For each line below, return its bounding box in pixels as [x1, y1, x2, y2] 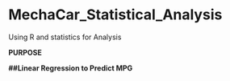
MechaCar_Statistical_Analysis [8, 6, 223, 24]
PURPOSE [8, 47, 43, 57]
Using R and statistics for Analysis [8, 32, 122, 42]
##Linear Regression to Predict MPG [8, 63, 133, 73]
